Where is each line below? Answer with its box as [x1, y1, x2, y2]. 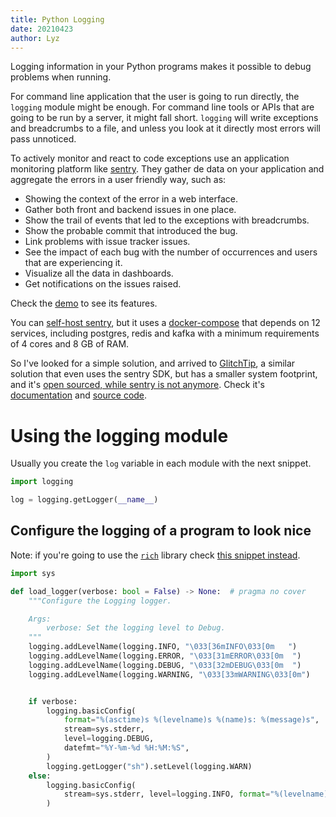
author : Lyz [10, 33, 60, 43]
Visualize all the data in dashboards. [24, 267, 174, 280]
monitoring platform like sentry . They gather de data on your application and [10, 163, 325, 175]
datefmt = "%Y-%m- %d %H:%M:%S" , [63, 743, 190, 753]
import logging [10, 477, 74, 487]
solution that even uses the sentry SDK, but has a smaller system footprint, [10, 368, 318, 380]
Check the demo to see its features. [10, 297, 158, 310]
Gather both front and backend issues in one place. [24, 204, 237, 216]
